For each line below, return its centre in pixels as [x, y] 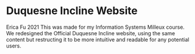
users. [14, 46]
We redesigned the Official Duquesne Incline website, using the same [91, 33]
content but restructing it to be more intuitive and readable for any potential [98, 39]
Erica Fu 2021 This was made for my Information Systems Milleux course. [95, 27]
